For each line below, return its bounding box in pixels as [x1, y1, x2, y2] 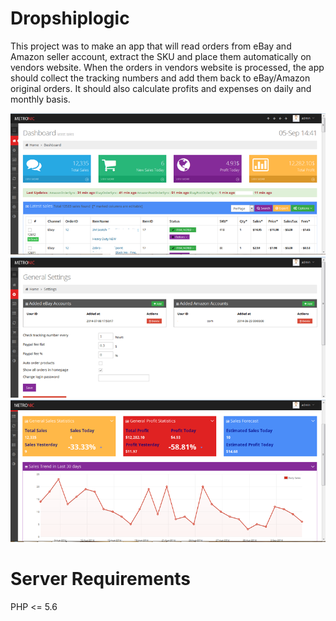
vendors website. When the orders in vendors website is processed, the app [10, 61, 325, 73]
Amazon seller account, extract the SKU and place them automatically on [10, 50, 312, 62]
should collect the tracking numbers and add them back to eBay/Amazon [10, 72, 311, 84]
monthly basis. [10, 93, 71, 105]
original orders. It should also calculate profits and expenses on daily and [10, 82, 312, 94]
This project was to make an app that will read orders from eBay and [10, 40, 292, 52]
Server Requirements [10, 567, 192, 590]
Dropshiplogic [10, 7, 130, 30]
